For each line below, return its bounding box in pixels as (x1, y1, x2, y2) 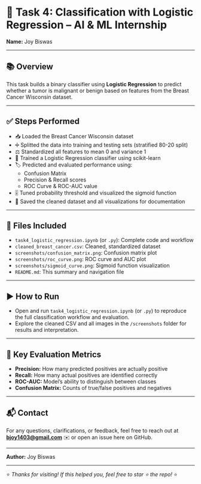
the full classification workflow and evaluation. (14, 314, 130, 321)
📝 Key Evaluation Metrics (6, 349, 102, 359)
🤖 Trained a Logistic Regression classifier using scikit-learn (14, 154, 161, 161)
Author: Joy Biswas (6, 453, 56, 460)
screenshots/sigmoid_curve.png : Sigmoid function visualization (14, 262, 170, 269)
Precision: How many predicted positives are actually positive (14, 365, 168, 372)
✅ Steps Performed (6, 116, 80, 126)
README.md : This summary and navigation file (14, 268, 124, 276)
